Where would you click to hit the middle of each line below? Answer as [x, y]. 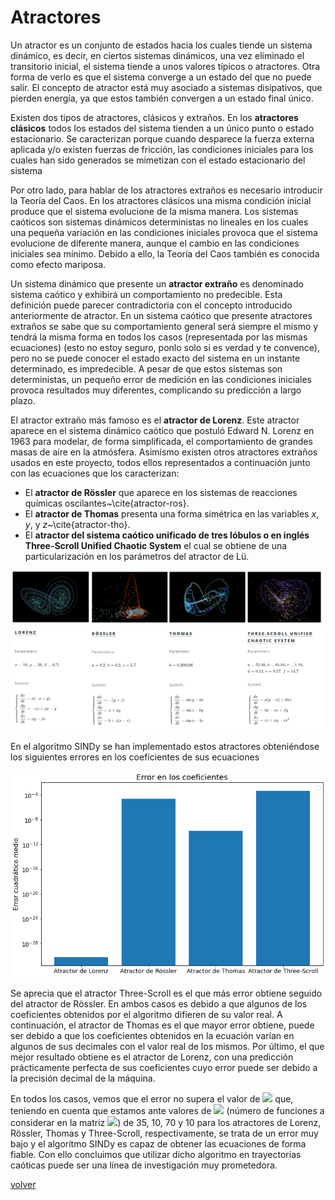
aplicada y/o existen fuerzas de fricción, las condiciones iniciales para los [162, 149]
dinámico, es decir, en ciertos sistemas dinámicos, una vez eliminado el [157, 55]
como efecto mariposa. [58, 264]
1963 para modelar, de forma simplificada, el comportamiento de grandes [161, 441]
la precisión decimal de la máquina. [83, 1078]
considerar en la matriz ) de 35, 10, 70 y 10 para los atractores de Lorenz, [166, 1123]
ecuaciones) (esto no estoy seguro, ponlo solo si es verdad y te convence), [165, 347]
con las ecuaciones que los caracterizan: [95, 473]
